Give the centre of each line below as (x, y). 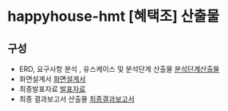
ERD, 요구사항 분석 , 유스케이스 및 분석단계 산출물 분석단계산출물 (119, 69)
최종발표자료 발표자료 (52, 89)
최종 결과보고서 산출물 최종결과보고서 (77, 99)
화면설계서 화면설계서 (52, 79)
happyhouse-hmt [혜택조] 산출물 (114, 16)
